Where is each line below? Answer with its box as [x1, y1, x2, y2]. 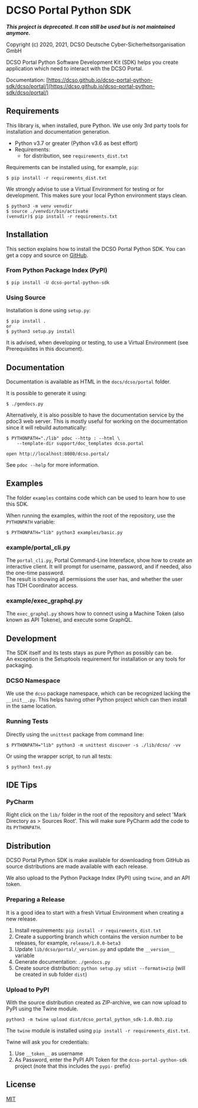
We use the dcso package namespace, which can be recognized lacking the [6, 690, 191, 697]
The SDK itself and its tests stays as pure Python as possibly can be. [6, 649, 173, 657]
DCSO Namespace [6, 677, 61, 685]
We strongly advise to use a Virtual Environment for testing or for [6, 185, 164, 192]
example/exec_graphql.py [6, 597, 83, 605]
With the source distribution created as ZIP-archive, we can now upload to [6, 999, 187, 1006]
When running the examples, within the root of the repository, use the [6, 512, 176, 519]
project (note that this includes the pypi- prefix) [14, 1062, 131, 1070]
